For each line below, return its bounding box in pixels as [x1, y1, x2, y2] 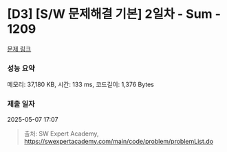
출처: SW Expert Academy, [23, 129, 99, 138]
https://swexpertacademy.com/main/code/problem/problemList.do [23, 137, 214, 145]
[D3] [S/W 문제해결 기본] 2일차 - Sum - [7, 6, 221, 22]
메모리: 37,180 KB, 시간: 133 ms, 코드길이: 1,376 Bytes [7, 80, 155, 89]
